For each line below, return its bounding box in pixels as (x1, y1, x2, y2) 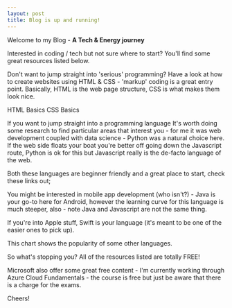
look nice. (7, 92, 35, 101)
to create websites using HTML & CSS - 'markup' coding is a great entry (7, 77, 213, 85)
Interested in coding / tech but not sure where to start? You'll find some (7, 49, 211, 58)
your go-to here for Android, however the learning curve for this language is (7, 197, 224, 205)
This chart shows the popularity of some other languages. (7, 239, 172, 247)
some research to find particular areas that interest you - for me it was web (7, 126, 222, 135)
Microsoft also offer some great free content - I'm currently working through (7, 266, 225, 274)
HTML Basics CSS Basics (7, 105, 80, 114)
